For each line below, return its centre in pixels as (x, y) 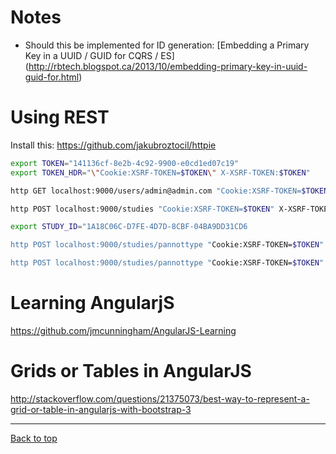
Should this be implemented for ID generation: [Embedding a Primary (167, 45)
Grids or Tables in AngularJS (131, 371)
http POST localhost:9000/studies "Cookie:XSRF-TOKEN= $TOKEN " (142, 209)
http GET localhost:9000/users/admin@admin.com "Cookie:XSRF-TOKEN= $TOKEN (169, 191)
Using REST (60, 117)
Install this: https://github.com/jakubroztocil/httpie (113, 145)
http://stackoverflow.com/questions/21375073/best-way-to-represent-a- (160, 398)
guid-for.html (52, 77)
